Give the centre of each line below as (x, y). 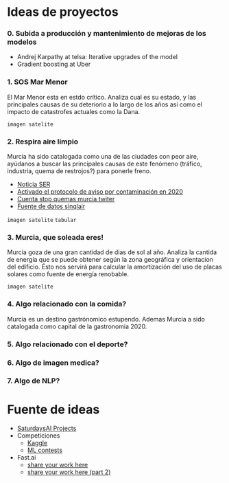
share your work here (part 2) (69, 472)
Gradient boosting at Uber (54, 64)
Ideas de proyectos (63, 12)
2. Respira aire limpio (43, 142)
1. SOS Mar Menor (37, 82)
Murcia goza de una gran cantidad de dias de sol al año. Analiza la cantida (112, 252)
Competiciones (38, 436)
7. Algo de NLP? (34, 381)
